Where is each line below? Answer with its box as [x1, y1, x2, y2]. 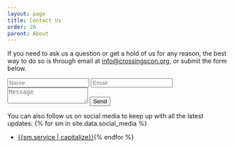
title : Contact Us [7, 17, 62, 24]
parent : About [7, 30, 49, 37]
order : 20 [7, 23, 37, 30]
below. [7, 64, 27, 73]
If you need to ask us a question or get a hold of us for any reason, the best [7, 49, 227, 58]
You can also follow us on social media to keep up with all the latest [7, 112, 204, 121]
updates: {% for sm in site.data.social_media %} [7, 119, 148, 128]
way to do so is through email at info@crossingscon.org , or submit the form [7, 57, 228, 66]
